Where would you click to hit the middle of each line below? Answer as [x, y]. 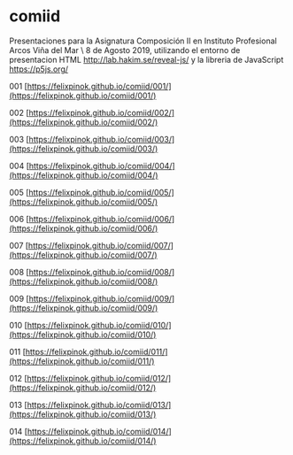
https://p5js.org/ [39, 69]
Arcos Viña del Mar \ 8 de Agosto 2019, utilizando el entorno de [125, 50]
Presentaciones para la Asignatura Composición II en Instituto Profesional [143, 41]
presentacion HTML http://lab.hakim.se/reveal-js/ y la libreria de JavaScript [146, 59]
